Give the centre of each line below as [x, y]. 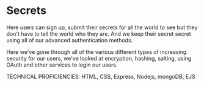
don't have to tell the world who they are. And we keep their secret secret [99, 33]
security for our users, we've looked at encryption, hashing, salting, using [99, 58]
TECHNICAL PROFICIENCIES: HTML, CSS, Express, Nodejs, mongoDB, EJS [101, 76]
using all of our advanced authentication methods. [70, 40]
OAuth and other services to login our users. [62, 65]
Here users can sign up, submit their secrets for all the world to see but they [102, 27]
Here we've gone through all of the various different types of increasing [97, 51]
